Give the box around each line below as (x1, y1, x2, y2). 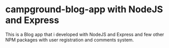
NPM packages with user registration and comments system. (5, 37, 134, 43)
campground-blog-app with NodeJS (5, 4, 163, 15)
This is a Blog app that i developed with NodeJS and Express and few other (5, 31, 164, 37)
